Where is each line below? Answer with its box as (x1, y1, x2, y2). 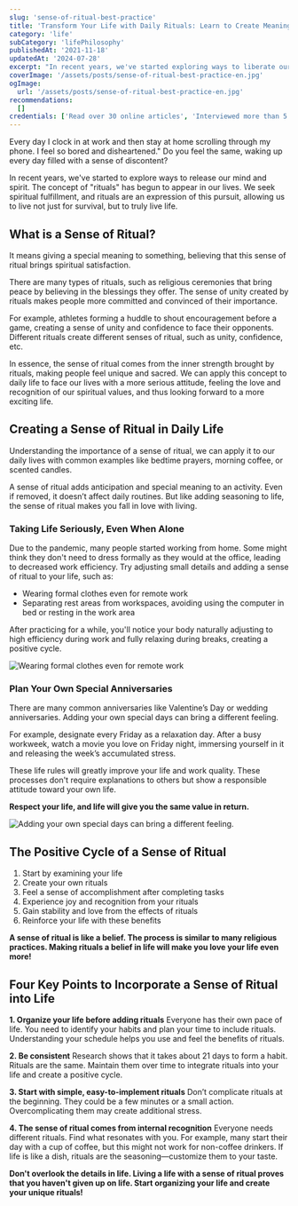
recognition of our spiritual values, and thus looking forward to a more (9, 386, 264, 397)
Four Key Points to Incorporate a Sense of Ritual (9, 977, 278, 992)
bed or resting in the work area (21, 607, 136, 618)
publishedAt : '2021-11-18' (9, 46, 109, 55)
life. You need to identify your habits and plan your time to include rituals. (9, 1023, 277, 1035)
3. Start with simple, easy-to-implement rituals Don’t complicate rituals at (9, 1086, 284, 1097)
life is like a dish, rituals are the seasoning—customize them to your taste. (9, 1151, 278, 1162)
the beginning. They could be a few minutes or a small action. (9, 1096, 234, 1107)
